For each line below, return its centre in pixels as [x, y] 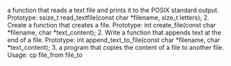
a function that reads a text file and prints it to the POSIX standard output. [113, 10]
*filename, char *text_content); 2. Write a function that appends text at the [114, 32]
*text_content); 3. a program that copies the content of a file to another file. [115, 47]
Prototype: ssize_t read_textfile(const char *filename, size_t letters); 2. [108, 18]
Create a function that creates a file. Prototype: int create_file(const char [112, 25]
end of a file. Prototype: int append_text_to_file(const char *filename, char [114, 40]
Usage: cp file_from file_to [45, 55]
